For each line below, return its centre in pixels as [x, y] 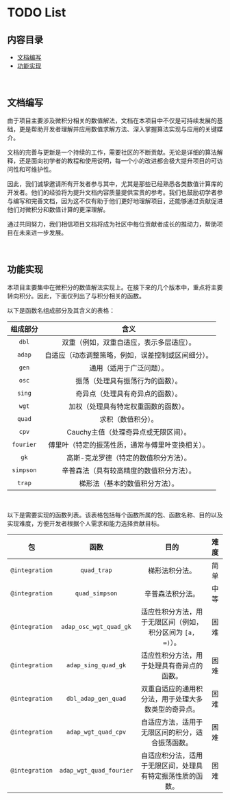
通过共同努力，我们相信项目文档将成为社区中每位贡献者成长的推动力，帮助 [112, 224]
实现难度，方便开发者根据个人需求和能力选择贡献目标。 [85, 523]
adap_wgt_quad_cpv [96, 732]
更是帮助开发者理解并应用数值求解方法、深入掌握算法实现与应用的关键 [118, 129]
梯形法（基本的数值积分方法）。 [129, 483]
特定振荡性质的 [172, 776]
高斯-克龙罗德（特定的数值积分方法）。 [129, 458]
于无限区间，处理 [168, 766]
